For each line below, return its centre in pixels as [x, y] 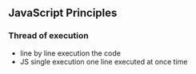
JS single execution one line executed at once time [104, 61]
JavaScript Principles [63, 13]
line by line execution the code [70, 53]
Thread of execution [49, 36]
